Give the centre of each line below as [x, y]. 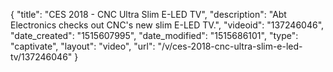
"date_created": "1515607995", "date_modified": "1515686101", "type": [154, 35]
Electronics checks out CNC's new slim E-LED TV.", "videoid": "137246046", [167, 25]
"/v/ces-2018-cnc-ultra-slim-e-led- [230, 46]
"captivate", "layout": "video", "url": [83, 46]
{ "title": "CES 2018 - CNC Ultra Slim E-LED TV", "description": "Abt [148, 14]
